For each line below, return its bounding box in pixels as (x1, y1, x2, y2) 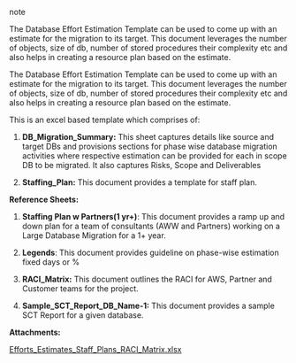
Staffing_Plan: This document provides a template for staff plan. (21, 177, 258, 188)
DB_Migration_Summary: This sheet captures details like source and (21, 132, 275, 142)
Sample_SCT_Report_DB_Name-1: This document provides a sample (21, 300, 276, 311)
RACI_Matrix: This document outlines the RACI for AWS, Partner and (21, 274, 272, 284)
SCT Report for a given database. (21, 310, 144, 321)
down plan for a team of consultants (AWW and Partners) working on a (21, 220, 281, 231)
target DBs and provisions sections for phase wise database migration (21, 141, 278, 151)
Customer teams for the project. (21, 283, 139, 294)
